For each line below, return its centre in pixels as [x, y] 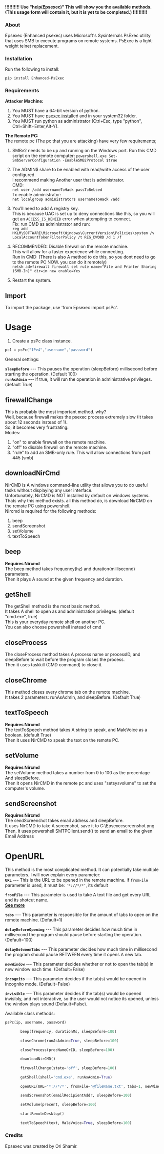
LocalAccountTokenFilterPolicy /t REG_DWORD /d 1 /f [67, 237]
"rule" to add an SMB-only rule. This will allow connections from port [81, 452]
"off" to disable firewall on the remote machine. [60, 447]
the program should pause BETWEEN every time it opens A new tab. [74, 955]
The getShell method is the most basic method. [52, 606]
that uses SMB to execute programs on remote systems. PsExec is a [73, 40]
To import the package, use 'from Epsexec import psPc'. [61, 308]
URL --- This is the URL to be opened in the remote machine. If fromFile [77, 880]
